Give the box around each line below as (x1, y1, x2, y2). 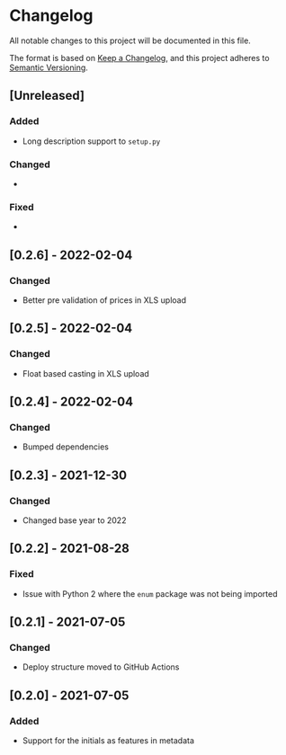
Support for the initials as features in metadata (22, 735, 195, 746)
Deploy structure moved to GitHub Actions (22, 662, 180, 672)
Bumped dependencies (22, 441, 110, 452)
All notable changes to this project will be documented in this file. (9, 35, 252, 46)
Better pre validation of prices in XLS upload (22, 294, 187, 306)
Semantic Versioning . (9, 62, 88, 73)
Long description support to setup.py (22, 136, 161, 147)
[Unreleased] (9, 88, 85, 103)
